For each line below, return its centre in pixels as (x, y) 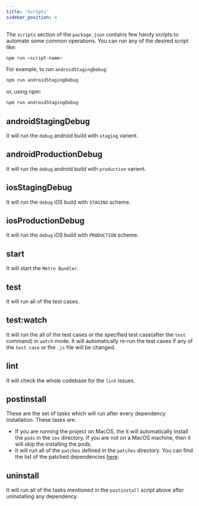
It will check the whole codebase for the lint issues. (71, 381)
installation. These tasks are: (41, 420)
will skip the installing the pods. (53, 444)
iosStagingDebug (39, 188)
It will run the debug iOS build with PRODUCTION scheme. (72, 235)
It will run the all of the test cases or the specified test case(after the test (96, 335)
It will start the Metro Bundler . (43, 268)
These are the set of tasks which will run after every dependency (86, 413)
